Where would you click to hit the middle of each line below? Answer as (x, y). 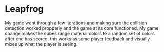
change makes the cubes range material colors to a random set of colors (80, 33)
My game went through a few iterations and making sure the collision (76, 23)
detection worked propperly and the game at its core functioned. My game (82, 28)
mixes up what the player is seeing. (41, 44)
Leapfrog (24, 9)
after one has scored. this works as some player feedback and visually (78, 39)
